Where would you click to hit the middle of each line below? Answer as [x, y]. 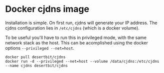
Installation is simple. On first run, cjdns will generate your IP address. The [81, 23]
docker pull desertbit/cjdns [35, 57]
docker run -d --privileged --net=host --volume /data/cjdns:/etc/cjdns [82, 61]
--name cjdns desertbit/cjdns [37, 66]
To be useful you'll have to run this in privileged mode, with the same [76, 37]
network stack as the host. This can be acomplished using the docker [77, 42]
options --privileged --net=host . [40, 48]
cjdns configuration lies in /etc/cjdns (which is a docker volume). [72, 28]
